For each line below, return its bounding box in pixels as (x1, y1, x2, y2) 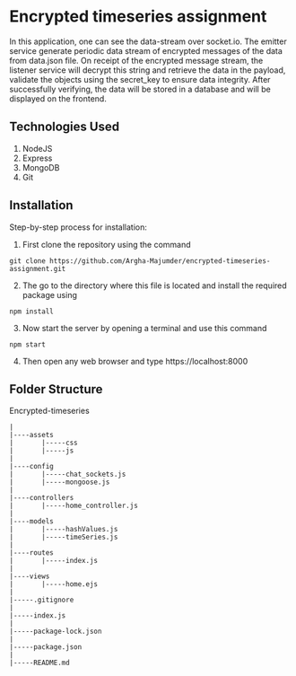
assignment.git (9, 264, 66, 273)
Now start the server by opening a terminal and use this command (22, 322, 267, 333)
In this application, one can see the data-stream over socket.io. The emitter (9, 36, 287, 47)
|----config (9, 462, 54, 471)
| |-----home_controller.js (9, 501, 139, 511)
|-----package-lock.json (9, 627, 102, 636)
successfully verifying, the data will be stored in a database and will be (9, 83, 271, 94)
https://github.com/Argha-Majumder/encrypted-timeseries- (48, 256, 271, 266)
